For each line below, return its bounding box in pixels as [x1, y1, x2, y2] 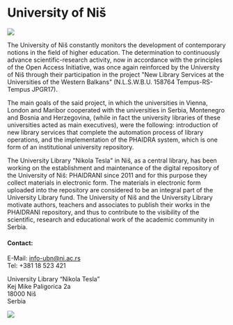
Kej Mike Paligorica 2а [7, 283, 71, 291]
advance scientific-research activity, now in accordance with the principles [7, 56, 223, 64]
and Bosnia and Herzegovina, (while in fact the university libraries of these [7, 113, 221, 122]
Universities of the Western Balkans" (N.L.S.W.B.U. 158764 [7, 78, 175, 86]
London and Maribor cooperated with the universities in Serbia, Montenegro [7, 106, 225, 114]
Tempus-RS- [176, 78, 214, 86]
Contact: [7, 238, 33, 247]
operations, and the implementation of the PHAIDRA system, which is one [7, 135, 218, 144]
